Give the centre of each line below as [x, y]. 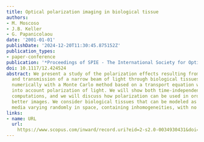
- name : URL [21, 118]
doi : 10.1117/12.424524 [36, 68]
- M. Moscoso [23, 23]
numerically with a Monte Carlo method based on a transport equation [103, 85]
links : [15, 113]
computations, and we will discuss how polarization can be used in [100, 96]
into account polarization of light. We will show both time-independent [107, 91]
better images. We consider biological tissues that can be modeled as [104, 102]
